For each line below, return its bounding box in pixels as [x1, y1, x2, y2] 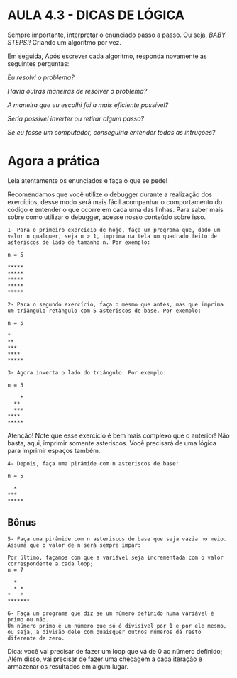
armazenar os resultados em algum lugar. [7, 662, 129, 670]
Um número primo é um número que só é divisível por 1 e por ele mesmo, [7, 622, 227, 629]
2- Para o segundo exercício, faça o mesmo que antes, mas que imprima [7, 301, 224, 308]
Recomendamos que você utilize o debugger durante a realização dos [7, 190, 213, 199]
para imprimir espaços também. [7, 446, 101, 455]
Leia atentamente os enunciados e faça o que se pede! [7, 176, 168, 184]
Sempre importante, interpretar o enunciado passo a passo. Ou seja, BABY [7, 30, 226, 39]
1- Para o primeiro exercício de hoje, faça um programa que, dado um [7, 226, 221, 233]
